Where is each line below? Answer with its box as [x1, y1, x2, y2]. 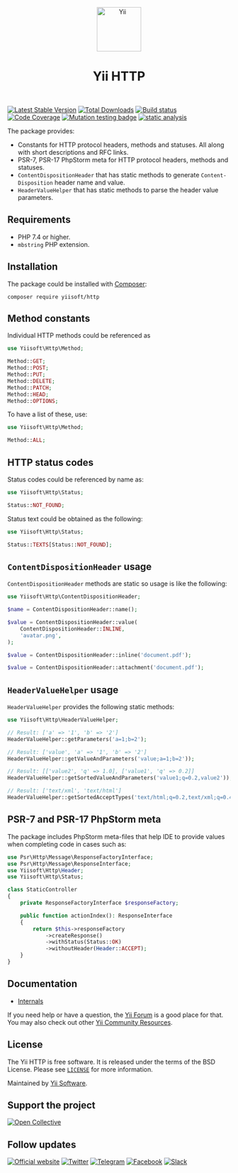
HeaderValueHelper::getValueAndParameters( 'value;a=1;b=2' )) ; [7, 755, 195, 762]
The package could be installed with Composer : [7, 279, 147, 288]
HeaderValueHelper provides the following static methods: [7, 703, 175, 711]
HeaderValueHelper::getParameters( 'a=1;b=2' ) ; [7, 735, 147, 743]
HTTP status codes [7, 456, 94, 468]
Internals [17, 996, 44, 1005]
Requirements [7, 213, 71, 226]
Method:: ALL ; [7, 437, 46, 444]
